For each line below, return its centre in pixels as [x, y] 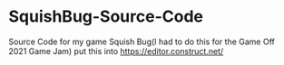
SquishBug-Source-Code [106, 17]
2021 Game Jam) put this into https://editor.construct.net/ [116, 51]
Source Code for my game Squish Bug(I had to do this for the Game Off [142, 42]
